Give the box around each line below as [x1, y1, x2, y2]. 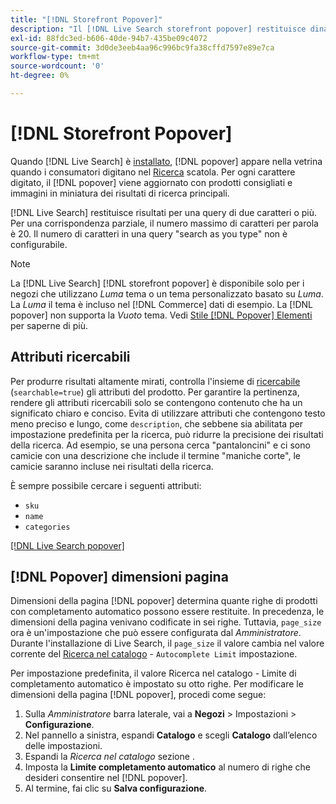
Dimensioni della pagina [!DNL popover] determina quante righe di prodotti [10, 595, 318, 607]
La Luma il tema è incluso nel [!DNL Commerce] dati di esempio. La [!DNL [10, 298, 314, 310]
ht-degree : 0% [10, 71, 70, 81]
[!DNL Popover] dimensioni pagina [10, 569, 229, 586]
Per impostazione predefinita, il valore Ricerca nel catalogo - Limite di [10, 667, 297, 680]
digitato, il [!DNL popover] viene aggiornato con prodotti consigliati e [10, 176, 293, 188]
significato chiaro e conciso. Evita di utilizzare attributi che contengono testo [10, 407, 326, 419]
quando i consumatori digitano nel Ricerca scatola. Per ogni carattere [10, 166, 296, 178]
